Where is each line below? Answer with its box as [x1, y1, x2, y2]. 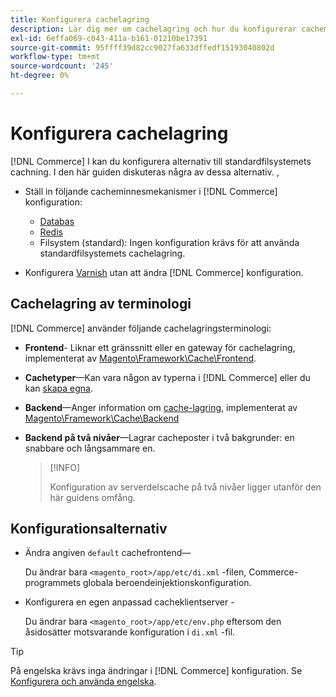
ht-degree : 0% [10, 71, 70, 81]
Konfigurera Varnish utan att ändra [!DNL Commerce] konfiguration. [24, 266, 304, 278]
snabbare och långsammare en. [24, 442, 156, 454]
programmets [24, 577, 82, 589]
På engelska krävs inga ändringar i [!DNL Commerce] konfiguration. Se [10, 665, 303, 677]
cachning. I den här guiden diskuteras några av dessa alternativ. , [10, 166, 280, 178]
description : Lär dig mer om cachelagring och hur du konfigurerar [10, 24, 298, 34]
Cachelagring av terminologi [10, 296, 192, 313]
